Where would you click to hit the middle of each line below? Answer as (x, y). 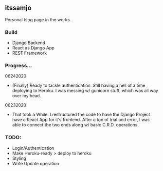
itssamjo (18, 8)
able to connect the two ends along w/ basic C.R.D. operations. (75, 125)
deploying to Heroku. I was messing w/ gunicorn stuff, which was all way (85, 91)
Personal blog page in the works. (38, 19)
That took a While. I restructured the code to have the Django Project (81, 115)
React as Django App (33, 48)
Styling (19, 158)
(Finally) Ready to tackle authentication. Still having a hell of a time (79, 85)
